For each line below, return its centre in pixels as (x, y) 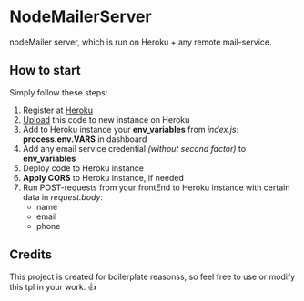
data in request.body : (62, 196)
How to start (45, 70)
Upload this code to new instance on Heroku (106, 119)
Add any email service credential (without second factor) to (134, 148)
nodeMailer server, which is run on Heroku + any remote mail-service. (141, 42)
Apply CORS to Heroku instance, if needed (103, 177)
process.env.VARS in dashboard (85, 139)
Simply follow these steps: (59, 92)
